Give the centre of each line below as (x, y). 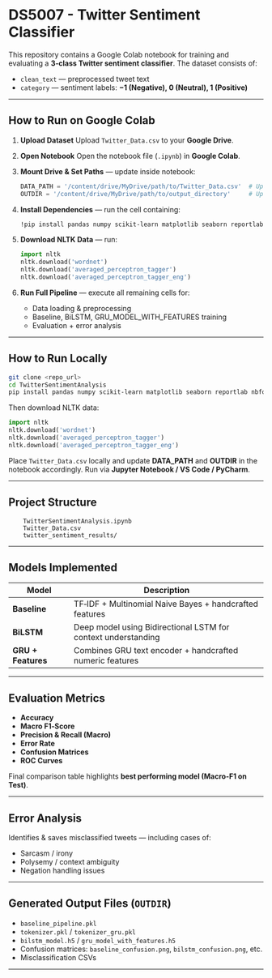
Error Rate (37, 744)
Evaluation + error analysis (76, 325)
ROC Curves (41, 761)
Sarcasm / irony (47, 853)
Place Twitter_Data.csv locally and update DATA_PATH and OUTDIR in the (133, 460)
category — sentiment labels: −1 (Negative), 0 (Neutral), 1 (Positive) (134, 88)
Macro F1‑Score (47, 726)
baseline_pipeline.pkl (58, 924)
